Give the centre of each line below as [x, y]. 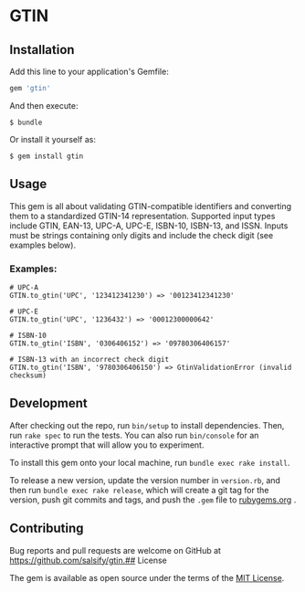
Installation [42, 50]
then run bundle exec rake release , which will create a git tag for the [139, 490]
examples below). [42, 245]
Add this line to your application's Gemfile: [89, 71]
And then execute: [44, 105]
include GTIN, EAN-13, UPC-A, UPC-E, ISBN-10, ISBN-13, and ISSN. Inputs [149, 226]
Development [49, 403]
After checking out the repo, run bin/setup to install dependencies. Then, [147, 425]
